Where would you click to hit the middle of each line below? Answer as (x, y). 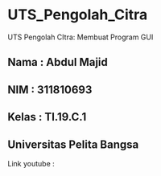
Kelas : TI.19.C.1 (47, 117)
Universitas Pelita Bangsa (73, 144)
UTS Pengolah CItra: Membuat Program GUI (80, 37)
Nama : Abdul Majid (58, 62)
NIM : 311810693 (50, 90)
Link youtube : (31, 163)
